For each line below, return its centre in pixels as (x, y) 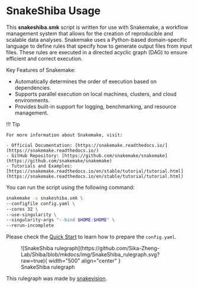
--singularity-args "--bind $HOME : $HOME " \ (61, 220)
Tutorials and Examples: (42, 166)
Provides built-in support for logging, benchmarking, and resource (95, 106)
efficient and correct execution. (44, 58)
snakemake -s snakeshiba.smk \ (45, 198)
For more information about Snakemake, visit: (64, 135)
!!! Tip (13, 124)
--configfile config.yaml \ (41, 204)
